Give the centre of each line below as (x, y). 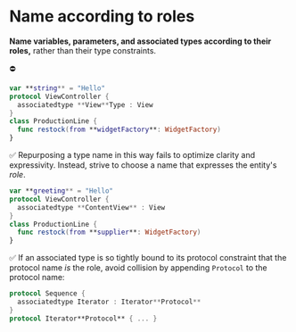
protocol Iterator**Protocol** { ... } (83, 319)
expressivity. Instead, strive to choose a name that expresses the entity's (143, 165)
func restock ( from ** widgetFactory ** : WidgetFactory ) (119, 130)
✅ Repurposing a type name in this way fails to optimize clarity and (132, 155)
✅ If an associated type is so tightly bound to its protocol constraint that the (148, 258)
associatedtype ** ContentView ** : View (91, 207)
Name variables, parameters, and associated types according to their (140, 41)
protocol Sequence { (48, 294)
